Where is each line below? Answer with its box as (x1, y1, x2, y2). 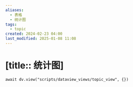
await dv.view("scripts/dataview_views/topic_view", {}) (5, 77, 129, 82)
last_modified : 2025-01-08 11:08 (5, 36, 76, 41)
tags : (5, 21, 17, 27)
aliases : (5, 7, 24, 13)
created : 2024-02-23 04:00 (5, 31, 63, 36)
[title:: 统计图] (5, 60, 64, 72)
